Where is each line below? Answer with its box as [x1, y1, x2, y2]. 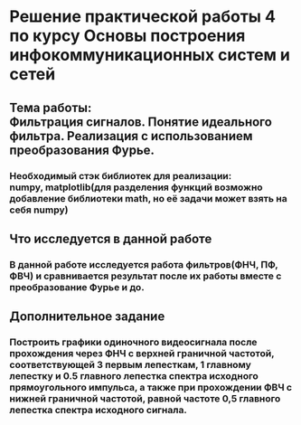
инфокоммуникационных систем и [9, 45, 291, 65]
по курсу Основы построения [9, 25, 246, 46]
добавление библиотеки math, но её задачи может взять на [9, 192, 287, 204]
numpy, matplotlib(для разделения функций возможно [9, 181, 264, 194]
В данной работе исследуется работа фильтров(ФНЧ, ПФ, [9, 258, 278, 270]
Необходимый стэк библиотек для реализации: [9, 169, 232, 182]
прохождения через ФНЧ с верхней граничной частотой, [9, 347, 275, 360]
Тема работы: [9, 99, 92, 115]
